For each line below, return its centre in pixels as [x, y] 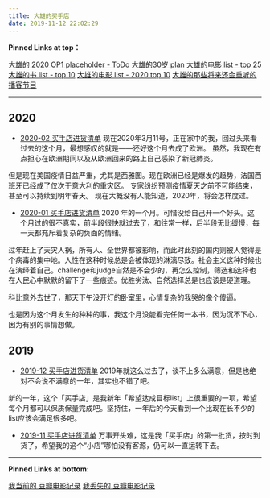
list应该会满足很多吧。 [45, 418]
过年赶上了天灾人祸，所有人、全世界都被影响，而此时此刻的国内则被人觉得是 [135, 250]
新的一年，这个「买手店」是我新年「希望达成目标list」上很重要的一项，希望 [133, 398]
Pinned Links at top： [45, 47]
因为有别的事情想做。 [43, 325]
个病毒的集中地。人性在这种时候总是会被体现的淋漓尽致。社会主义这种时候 [131, 260]
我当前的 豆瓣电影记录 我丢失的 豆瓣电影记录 [82, 486]
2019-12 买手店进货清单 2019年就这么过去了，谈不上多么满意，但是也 [135, 371]
